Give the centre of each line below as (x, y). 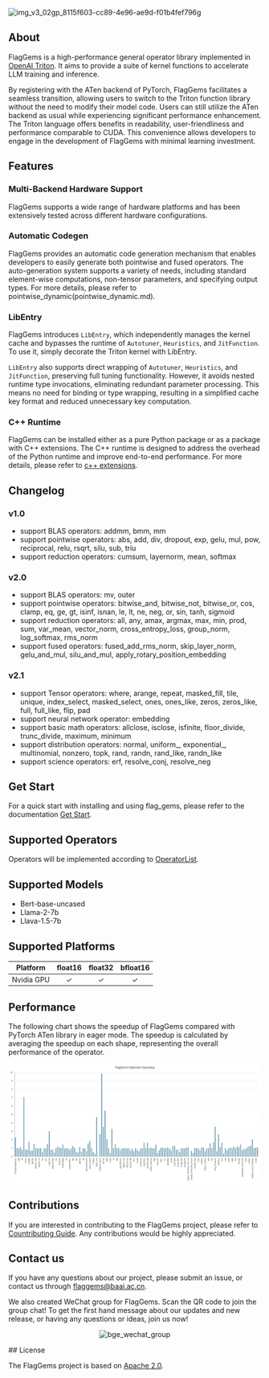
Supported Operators (63, 840)
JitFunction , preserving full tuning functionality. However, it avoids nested (131, 376)
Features (31, 166)
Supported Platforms (62, 946)
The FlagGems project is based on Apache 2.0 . (86, 1366)
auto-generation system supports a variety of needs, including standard (127, 270)
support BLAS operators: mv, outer (77, 595)
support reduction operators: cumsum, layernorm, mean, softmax (128, 557)
